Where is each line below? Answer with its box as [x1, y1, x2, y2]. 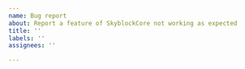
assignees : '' [8, 42, 57, 50]
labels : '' [8, 34, 45, 43]
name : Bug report [8, 11, 67, 20]
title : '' [8, 26, 42, 34]
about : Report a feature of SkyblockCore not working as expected [8, 19, 238, 27]
